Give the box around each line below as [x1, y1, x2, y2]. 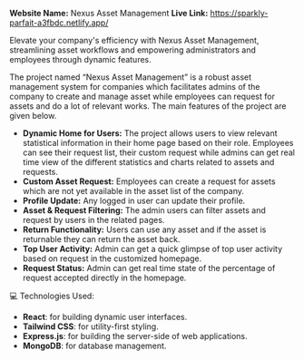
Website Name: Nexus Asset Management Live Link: [9, 8, 209, 18]
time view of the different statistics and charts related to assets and [22, 157, 275, 167]
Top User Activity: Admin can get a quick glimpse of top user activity [22, 244, 283, 254]
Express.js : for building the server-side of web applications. [22, 331, 248, 341]
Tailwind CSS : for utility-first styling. [22, 321, 159, 332]
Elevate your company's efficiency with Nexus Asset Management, [9, 35, 260, 45]
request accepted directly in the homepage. [22, 272, 187, 283]
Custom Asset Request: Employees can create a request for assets [22, 176, 276, 187]
